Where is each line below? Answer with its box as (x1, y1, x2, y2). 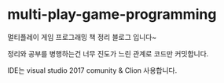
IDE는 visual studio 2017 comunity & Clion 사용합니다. (7, 65, 178, 75)
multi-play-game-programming (7, 5, 217, 23)
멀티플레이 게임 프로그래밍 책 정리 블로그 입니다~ (7, 32, 157, 41)
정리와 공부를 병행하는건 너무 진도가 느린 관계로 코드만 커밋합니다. (7, 49, 209, 58)
